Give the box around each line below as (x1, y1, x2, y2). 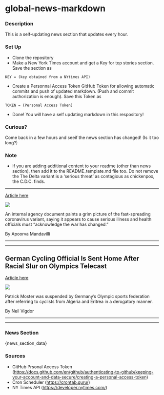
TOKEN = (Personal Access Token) (5, 103, 73, 108)
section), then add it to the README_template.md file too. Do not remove (12, 168, 159, 174)
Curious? (5, 123, 27, 130)
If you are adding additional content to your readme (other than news (12, 163, 151, 169)
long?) (5, 140, 18, 146)
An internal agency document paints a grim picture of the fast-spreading (5, 211, 151, 217)
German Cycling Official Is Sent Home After (5, 254, 140, 262)
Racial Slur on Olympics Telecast (5, 262, 107, 270)
